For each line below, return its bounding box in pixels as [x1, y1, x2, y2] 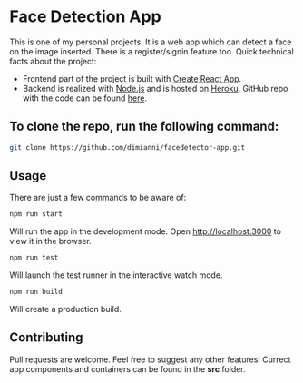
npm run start [9, 210, 64, 219]
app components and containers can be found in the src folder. [9, 363, 247, 374]
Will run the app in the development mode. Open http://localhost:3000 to [9, 226, 281, 237]
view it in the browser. [9, 236, 93, 247]
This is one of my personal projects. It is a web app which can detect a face [9, 36, 292, 47]
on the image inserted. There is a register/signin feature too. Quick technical [9, 45, 295, 56]
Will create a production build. [9, 304, 122, 315]
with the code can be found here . [22, 93, 148, 103]
